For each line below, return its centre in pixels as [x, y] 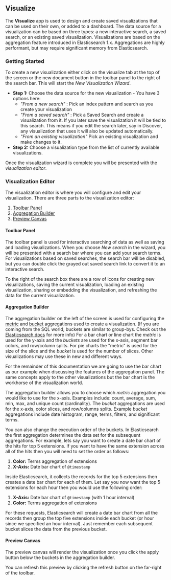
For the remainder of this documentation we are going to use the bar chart [83, 366]
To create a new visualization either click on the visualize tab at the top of [82, 72]
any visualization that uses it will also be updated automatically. [87, 131]
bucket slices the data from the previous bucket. [56, 529]
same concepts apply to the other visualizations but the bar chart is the [80, 377]
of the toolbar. [20, 573]
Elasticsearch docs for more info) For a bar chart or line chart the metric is [83, 334]
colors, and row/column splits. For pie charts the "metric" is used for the [81, 345]
